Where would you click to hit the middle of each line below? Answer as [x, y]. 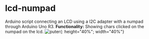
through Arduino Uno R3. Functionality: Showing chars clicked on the [74, 26]
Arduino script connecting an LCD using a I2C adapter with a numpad [74, 21]
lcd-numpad [30, 8]
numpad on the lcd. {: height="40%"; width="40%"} [65, 31]
